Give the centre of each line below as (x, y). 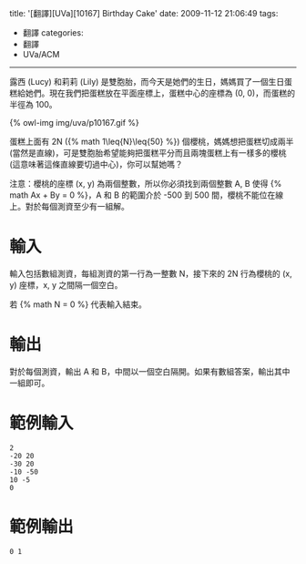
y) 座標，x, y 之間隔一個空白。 (66, 284)
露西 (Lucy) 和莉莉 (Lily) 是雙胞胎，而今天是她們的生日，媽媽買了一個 (139, 82)
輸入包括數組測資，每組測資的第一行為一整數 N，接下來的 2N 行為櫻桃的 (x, (151, 273)
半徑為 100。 (33, 104)
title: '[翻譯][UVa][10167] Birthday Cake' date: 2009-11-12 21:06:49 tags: (144, 13)
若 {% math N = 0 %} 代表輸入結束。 (78, 304)
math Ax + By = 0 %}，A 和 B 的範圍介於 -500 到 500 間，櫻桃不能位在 (143, 195)
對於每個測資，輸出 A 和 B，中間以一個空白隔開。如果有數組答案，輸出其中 (150, 371)
